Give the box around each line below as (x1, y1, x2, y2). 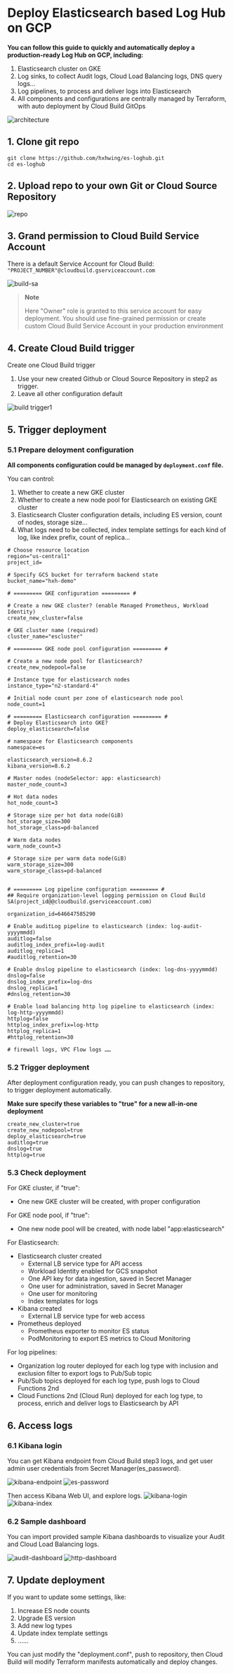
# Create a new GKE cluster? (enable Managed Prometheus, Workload (7, 602, 209, 609)
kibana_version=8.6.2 (7, 763, 71, 770)
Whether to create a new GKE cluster (17, 488, 125, 496)
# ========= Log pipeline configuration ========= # (7, 886, 165, 893)
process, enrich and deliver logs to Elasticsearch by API (17, 1399, 179, 1407)
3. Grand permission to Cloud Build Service (7, 230, 199, 242)
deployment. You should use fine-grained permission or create (24, 314, 206, 323)
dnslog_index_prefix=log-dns (7, 978, 93, 985)
